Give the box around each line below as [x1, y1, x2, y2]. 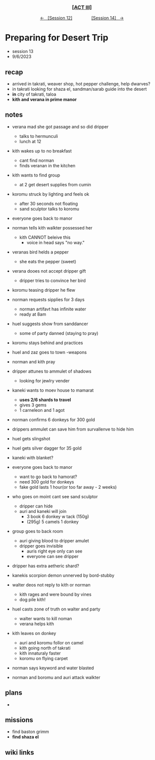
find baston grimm [12, 729, 50, 735]
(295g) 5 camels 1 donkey [26, 519, 79, 525]
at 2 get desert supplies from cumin [19, 181, 92, 187]
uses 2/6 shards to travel [19, 397, 72, 403]
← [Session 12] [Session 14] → [39, 15, 124, 21]
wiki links [5, 748, 34, 757]
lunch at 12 [19, 138, 41, 144]
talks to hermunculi [19, 133, 58, 139]
